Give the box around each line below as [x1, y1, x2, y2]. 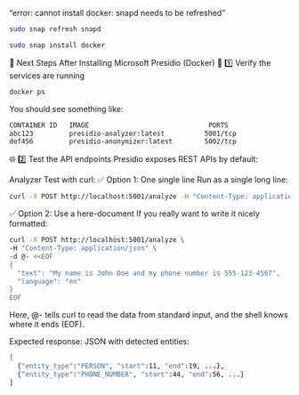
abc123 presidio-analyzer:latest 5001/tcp [9, 129, 238, 138]
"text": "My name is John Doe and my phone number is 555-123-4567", [17, 269, 280, 278]
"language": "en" [17, 277, 82, 286]
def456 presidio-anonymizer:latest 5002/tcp [9, 137, 238, 146]
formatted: [9, 218, 48, 230]
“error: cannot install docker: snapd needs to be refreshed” [9, 8, 226, 18]
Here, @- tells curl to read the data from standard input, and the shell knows [9, 310, 288, 320]
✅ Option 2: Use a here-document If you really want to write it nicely [9, 208, 261, 219]
